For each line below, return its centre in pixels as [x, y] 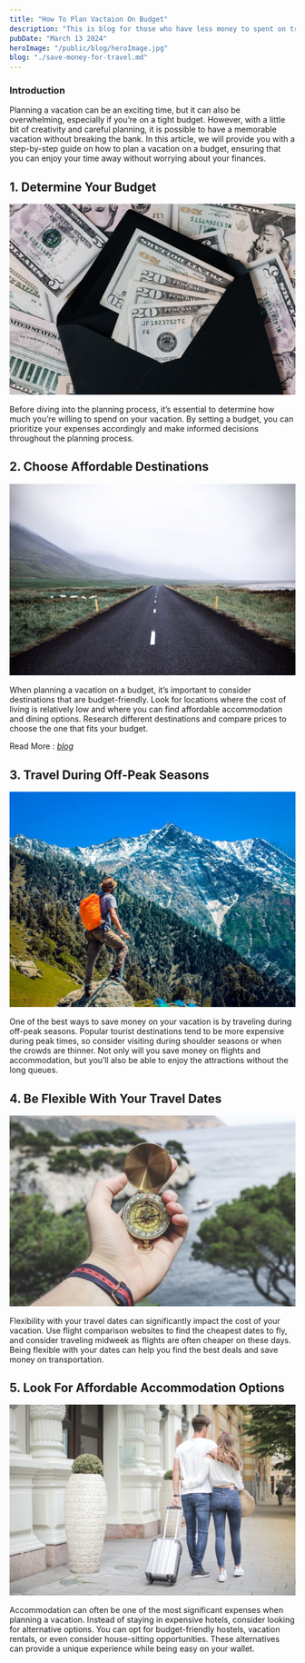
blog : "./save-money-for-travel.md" [79, 58]
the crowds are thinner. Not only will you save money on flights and [135, 1051]
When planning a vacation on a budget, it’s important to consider [130, 690]
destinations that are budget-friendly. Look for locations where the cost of [148, 700]
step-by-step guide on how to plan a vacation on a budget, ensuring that [145, 149]
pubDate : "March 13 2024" [58, 38]
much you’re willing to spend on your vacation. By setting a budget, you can [152, 419]
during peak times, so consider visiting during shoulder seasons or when [146, 1041]
